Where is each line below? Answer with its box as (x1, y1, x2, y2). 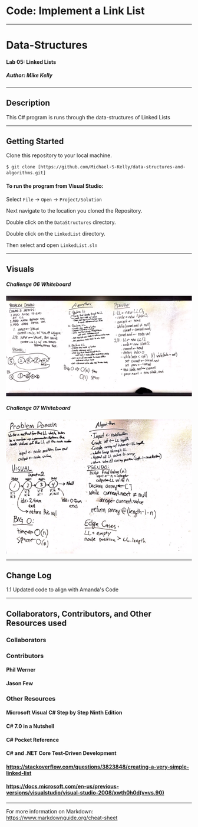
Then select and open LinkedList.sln (6, 241, 98, 249)
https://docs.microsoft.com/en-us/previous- (6, 783, 119, 790)
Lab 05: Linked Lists (6, 58, 57, 66)
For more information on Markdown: (6, 808, 94, 815)
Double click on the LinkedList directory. (6, 230, 106, 237)
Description (6, 98, 50, 108)
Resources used (6, 618, 67, 628)
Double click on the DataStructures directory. (6, 219, 116, 226)
